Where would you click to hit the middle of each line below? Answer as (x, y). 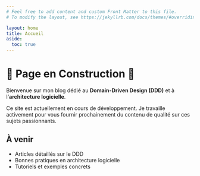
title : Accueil (25, 33)
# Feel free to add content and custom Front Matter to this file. (92, 12)
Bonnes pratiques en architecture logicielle (67, 160)
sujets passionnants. (31, 121)
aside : (14, 39)
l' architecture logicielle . (36, 96)
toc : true (24, 45)
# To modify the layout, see (42, 17)
